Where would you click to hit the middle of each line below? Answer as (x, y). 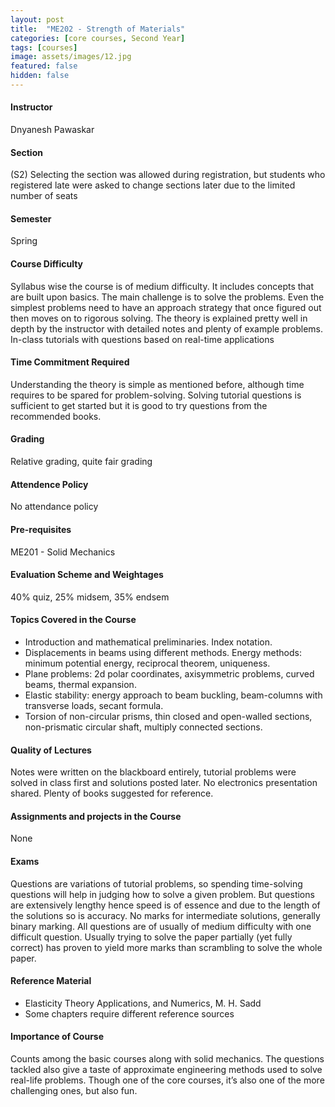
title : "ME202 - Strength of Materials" (98, 29)
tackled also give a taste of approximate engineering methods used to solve (166, 1069)
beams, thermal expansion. (80, 684)
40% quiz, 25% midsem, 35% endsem (90, 597)
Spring (24, 241)
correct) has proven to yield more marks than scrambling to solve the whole (166, 947)
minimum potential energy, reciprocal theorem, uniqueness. (147, 663)
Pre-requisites (41, 529)
